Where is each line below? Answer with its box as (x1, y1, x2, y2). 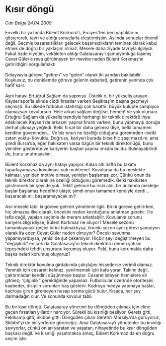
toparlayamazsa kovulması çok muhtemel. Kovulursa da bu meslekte (5, 166, 145, 172)
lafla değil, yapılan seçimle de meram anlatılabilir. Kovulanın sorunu (5, 214, 142, 220)
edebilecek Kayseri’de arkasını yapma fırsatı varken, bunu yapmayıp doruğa (5, 119, 161, 125)
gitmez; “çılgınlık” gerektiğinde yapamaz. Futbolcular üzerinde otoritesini (5, 277, 154, 283)
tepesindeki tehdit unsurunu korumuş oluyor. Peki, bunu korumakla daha (5, 246, 153, 252)
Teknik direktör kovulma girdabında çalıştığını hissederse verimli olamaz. (5, 262, 153, 268)
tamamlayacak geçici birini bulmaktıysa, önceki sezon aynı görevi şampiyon (5, 224, 160, 230)
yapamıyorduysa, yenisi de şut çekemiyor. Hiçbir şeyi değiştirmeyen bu (5, 235, 151, 241)
